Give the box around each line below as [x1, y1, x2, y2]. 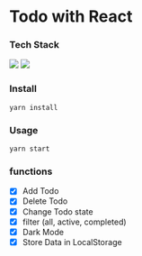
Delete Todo [22, 196, 68, 206]
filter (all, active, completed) [22, 216, 128, 227]
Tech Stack [9, 39, 60, 51]
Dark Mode [22, 226, 65, 237]
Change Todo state [22, 206, 93, 217]
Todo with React [9, 6, 133, 27]
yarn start [9, 144, 50, 154]
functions [9, 165, 53, 178]
